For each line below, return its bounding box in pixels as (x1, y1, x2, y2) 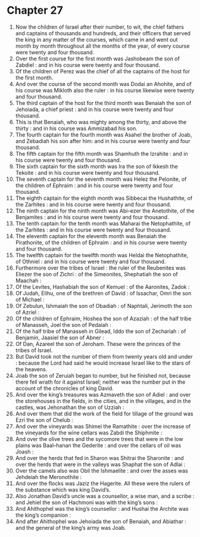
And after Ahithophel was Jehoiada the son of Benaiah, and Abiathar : (15, 517, 187, 525)
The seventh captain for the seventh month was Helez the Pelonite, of (15, 175, 187, 183)
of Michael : (15, 296, 45, 303)
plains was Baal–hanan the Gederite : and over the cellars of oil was (15, 442, 182, 449)
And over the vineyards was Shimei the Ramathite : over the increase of (15, 422, 191, 430)
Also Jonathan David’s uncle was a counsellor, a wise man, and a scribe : (15, 492, 195, 499)
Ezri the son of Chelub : (15, 416, 74, 424)
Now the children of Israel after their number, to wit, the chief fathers (15, 23, 184, 30)
